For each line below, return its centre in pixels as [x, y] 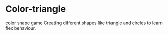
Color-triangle [36, 9]
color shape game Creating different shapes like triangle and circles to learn [84, 23]
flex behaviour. [21, 28]
